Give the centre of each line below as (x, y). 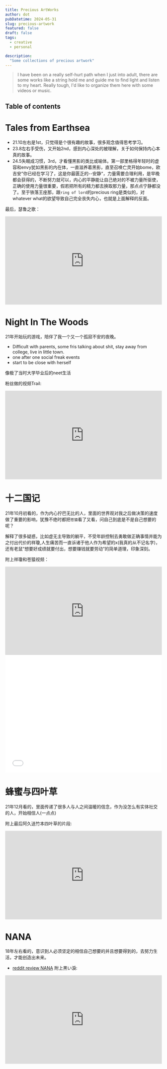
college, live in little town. (38, 352)
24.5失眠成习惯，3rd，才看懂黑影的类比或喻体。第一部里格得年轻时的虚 (86, 161)
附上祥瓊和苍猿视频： (27, 559)
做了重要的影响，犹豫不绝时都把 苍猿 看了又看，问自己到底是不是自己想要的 (81, 519)
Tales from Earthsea (48, 128)
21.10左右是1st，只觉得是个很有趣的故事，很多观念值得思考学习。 (79, 142)
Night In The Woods (47, 322)
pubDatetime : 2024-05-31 (31, 19)
